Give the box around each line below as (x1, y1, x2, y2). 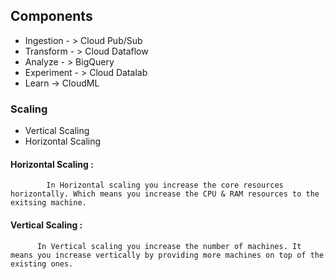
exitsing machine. (10, 198, 87, 208)
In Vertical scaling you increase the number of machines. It (36, 241, 302, 251)
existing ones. (10, 259, 74, 269)
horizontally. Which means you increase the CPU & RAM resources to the (10, 189, 320, 199)
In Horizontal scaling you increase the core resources (46, 180, 284, 191)
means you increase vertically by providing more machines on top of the (10, 250, 325, 260)
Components (10, 8, 93, 25)
